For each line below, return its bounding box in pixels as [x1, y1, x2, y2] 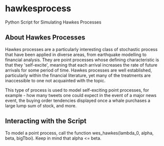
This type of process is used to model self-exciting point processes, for [5, 87, 149, 93]
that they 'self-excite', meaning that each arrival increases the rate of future [5, 62, 158, 68]
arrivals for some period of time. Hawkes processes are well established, [5, 67, 152, 73]
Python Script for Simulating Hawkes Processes [5, 19, 102, 25]
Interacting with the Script [5, 117, 87, 125]
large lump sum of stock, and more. [5, 102, 77, 108]
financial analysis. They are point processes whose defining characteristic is [5, 57, 159, 63]
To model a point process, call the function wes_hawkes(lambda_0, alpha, [5, 130, 154, 136]
